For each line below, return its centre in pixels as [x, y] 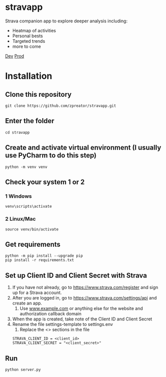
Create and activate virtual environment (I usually [83, 148]
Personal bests [28, 36]
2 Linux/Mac [21, 219]
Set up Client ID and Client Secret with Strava [76, 275]
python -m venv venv [27, 167]
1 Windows [19, 196]
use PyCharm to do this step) [51, 155]
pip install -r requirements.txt [40, 260]
